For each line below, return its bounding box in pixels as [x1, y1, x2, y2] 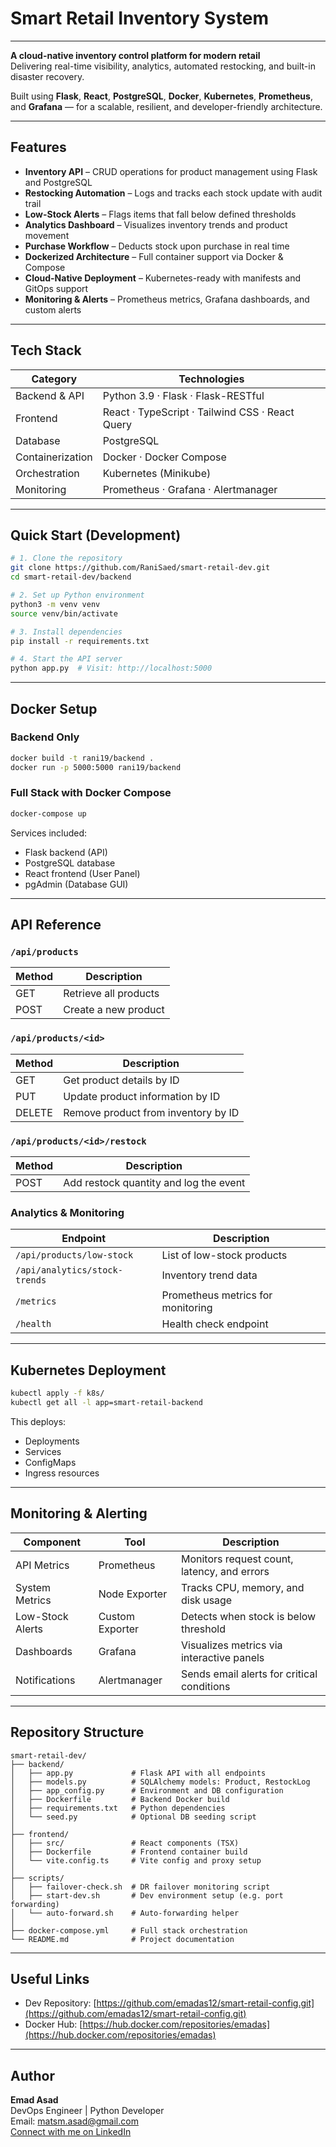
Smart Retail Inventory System [10, 7, 269, 30]
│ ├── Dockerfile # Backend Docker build [10, 1794, 230, 1804]
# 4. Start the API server [10, 654, 123, 664]
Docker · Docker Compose [102, 450, 227, 464]
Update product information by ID [63, 1089, 221, 1103]
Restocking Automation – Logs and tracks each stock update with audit [24, 187, 323, 199]
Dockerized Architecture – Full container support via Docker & [24, 250, 284, 262]
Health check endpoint [161, 1317, 269, 1331]
